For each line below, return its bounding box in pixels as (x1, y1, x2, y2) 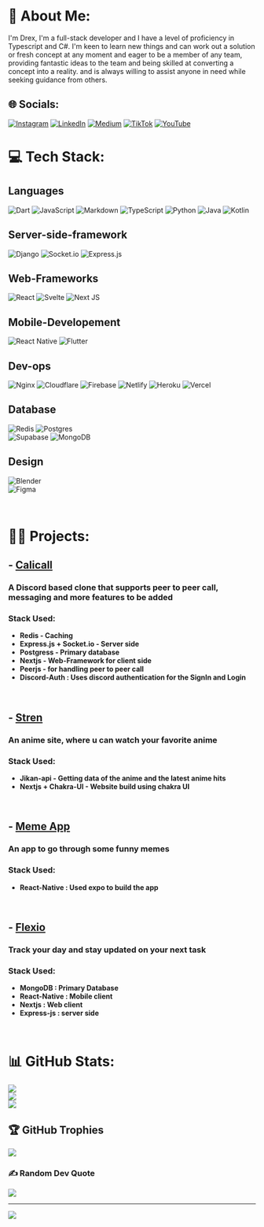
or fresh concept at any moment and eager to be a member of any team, (8, 50, 243, 59)
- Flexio (8, 921, 46, 934)
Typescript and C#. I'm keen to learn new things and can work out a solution (8, 41, 255, 50)
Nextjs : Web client (19, 1000, 83, 1010)
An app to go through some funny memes (8, 843, 170, 854)
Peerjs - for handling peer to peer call (19, 665, 144, 674)
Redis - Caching (19, 631, 73, 640)
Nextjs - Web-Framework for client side (19, 656, 152, 665)
